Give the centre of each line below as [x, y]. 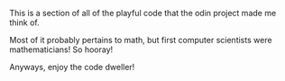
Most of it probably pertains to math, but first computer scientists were [141, 40]
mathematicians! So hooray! [61, 49]
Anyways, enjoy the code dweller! [72, 67]
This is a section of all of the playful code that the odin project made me [143, 13]
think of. [24, 22]
